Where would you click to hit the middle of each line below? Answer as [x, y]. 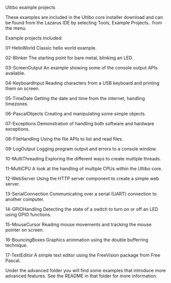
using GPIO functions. [28, 215]
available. [15, 73]
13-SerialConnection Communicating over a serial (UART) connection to [81, 194]
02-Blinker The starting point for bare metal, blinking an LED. [69, 58]
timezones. [17, 104]
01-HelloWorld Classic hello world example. [51, 48]
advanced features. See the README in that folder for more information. [81, 276]
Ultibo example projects [30, 7]
